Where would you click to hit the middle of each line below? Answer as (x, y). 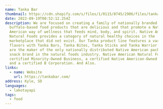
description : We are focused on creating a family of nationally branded (81, 23)
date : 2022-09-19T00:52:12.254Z (38, 18)
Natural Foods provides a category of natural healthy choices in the (82, 37)
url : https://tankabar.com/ (42, 77)
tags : (10, 95)
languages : (16, 86)
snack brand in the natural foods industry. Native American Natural (81, 54)
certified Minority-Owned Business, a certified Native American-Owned (83, 59)
